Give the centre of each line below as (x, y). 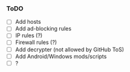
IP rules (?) (29, 35)
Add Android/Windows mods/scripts (61, 56)
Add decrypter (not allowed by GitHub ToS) (70, 49)
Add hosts (28, 22)
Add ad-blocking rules (43, 29)
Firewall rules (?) (36, 42)
